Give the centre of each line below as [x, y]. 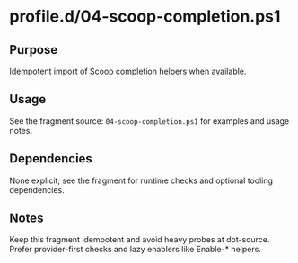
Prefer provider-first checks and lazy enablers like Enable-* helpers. [136, 250]
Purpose [34, 50]
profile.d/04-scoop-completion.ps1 [145, 17]
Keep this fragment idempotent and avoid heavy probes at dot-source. [140, 240]
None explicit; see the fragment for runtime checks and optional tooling [141, 180]
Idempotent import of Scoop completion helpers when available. [128, 71]
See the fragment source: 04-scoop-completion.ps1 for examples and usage [149, 121]
